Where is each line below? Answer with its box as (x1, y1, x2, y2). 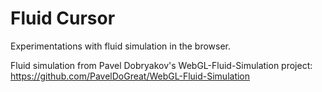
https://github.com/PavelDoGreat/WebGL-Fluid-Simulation (10, 70, 251, 82)
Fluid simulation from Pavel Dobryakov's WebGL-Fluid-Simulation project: (10, 59, 313, 71)
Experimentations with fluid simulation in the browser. (10, 40, 232, 52)
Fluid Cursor (10, 7, 116, 30)
